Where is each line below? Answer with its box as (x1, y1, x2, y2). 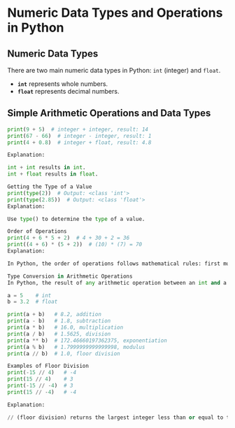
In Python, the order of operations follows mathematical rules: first (7, 260, 220, 267)
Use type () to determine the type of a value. (7, 215, 145, 222)
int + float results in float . (7, 171, 99, 178)
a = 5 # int (7, 292, 52, 299)
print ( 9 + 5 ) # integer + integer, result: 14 (7, 126, 149, 133)
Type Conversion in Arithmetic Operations (7, 273, 133, 280)
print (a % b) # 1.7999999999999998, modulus (7, 343, 145, 350)
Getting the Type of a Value (7, 183, 92, 190)
